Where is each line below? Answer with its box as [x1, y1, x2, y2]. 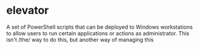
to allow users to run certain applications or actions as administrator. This [6, 29, 190, 36]
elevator [6, 4, 49, 17]
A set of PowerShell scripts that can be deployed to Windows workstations [6, 23, 193, 30]
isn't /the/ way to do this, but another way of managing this [6, 36, 154, 43]
